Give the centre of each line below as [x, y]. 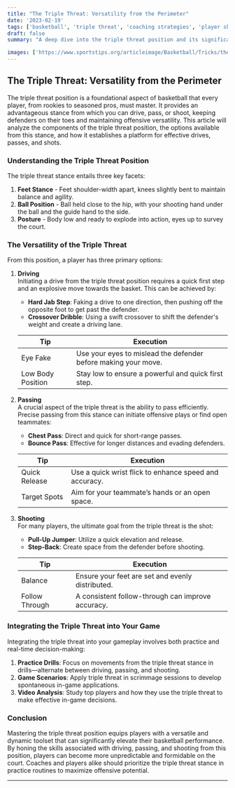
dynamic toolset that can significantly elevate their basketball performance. [116, 741]
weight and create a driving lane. [75, 325]
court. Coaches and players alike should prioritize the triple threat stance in [116, 763]
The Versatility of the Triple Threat [67, 245]
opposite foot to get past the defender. [84, 310]
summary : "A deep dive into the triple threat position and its [103, 40]
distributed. [94, 585]
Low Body [37, 374]
